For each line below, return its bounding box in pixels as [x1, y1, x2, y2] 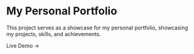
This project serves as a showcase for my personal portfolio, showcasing [6, 24, 189, 31]
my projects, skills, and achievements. [6, 30, 102, 37]
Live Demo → [6, 42, 40, 49]
